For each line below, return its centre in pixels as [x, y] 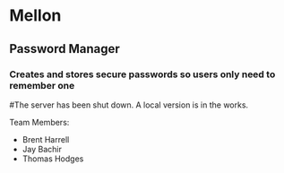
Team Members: [39, 122]
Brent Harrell [46, 139]
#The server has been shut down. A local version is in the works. [129, 105]
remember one [42, 85]
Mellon [35, 16]
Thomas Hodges [53, 159]
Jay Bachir [42, 149]
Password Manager [65, 49]
